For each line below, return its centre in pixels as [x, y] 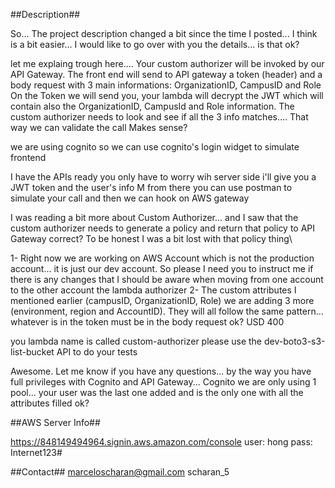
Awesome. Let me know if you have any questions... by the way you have [161, 371]
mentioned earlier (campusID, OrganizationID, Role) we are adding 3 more [162, 300]
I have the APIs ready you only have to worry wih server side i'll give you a [163, 177]
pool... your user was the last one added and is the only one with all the [157, 392]
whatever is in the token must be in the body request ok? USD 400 [147, 322]
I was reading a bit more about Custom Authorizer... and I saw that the [154, 217]
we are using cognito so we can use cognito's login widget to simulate [155, 147]
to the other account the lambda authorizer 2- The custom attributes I [153, 290]
